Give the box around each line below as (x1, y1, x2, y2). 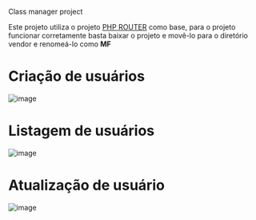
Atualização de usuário (8, 176, 166, 194)
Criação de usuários (8, 67, 146, 86)
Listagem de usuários (8, 122, 155, 140)
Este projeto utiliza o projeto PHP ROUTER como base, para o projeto (8, 22, 236, 31)
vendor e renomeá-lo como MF (8, 39, 112, 49)
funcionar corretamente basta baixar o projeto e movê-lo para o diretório (8, 31, 249, 40)
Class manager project (8, 7, 83, 16)
